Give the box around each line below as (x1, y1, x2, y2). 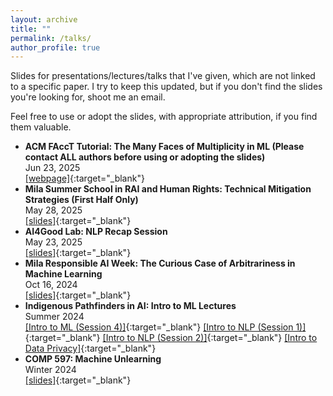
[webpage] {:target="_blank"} (24, 172, 145, 185)
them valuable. (10, 121, 72, 133)
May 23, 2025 (24, 236, 83, 248)
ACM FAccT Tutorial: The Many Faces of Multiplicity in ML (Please (24, 141, 305, 153)
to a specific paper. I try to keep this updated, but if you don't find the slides (10, 81, 323, 93)
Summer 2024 (24, 311, 85, 323)
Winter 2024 (24, 364, 77, 376)
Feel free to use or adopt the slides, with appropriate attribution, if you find (10, 111, 318, 123)
